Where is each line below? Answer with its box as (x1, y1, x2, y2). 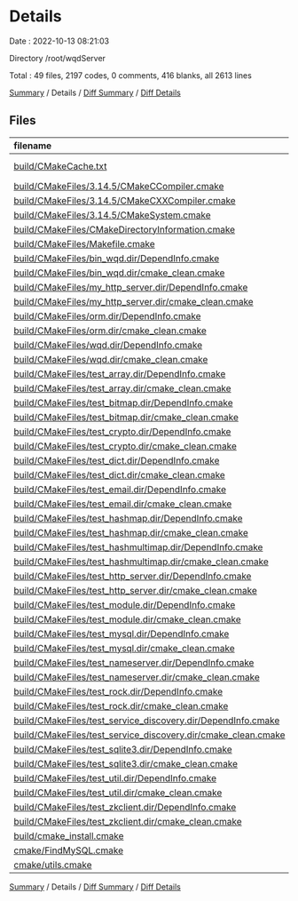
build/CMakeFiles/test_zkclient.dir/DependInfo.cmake (13, 801, 237, 813)
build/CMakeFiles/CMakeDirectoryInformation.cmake (13, 223, 236, 235)
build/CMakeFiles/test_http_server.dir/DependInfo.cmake (13, 570, 252, 582)
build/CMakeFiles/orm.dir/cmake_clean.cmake (13, 324, 207, 337)
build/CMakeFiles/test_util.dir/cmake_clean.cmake (13, 786, 223, 799)
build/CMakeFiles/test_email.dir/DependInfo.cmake (13, 482, 227, 495)
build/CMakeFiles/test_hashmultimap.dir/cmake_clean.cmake (13, 555, 269, 568)
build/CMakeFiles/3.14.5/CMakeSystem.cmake (13, 209, 211, 221)
